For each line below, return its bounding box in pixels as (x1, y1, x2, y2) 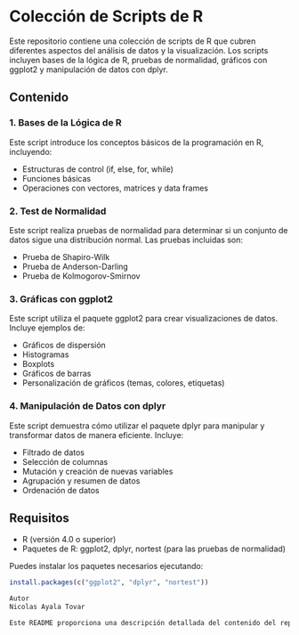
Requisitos (9, 510, 69, 525)
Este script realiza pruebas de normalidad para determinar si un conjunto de (9, 224, 288, 235)
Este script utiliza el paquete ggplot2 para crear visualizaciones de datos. (9, 313, 279, 324)
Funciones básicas (21, 173, 92, 183)
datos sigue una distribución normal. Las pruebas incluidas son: (9, 234, 243, 245)
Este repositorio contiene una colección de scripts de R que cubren (9, 36, 256, 46)
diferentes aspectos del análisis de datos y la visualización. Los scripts (9, 45, 269, 55)
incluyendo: (9, 146, 53, 157)
